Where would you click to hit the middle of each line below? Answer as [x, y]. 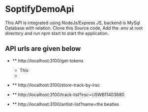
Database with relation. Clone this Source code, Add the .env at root [74, 28]
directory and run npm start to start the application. [57, 33]
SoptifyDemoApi [40, 9]
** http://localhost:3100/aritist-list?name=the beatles [66, 104]
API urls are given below [43, 49]
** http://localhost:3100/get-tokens [48, 61]
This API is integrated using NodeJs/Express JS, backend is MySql [73, 23]
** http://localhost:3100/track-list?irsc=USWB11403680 [68, 94]
